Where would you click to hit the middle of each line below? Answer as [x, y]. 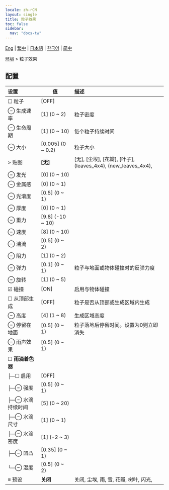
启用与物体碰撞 [92, 289]
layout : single [21, 15]
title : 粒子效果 [21, 19]
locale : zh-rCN [21, 10]
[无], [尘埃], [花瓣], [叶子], [104, 159]
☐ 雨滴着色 [21, 359]
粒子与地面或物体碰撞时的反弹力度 [114, 268]
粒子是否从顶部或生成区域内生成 [112, 302]
